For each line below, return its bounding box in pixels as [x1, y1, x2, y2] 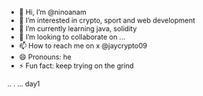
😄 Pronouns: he [18, 52, 72, 62]
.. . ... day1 [7, 79, 40, 88]
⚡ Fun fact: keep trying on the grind [18, 61, 135, 70]
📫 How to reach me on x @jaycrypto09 [18, 41, 147, 50]
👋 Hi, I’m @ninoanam [18, 8, 87, 16]
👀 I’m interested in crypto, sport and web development [18, 16, 196, 25]
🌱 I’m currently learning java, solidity [18, 24, 137, 33]
